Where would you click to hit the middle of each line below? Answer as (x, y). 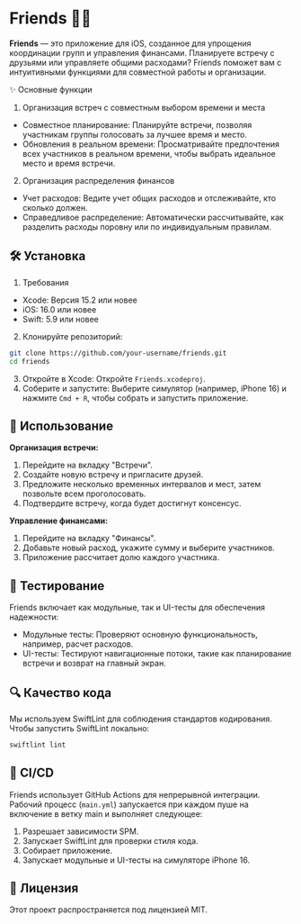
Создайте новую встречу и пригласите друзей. (113, 475)
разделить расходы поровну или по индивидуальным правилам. (147, 226)
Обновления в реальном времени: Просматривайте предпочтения (151, 144)
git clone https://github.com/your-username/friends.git (118, 353)
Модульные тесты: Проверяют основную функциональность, (140, 635)
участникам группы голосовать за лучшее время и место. (134, 134)
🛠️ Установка (48, 256)
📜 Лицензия (44, 888)
